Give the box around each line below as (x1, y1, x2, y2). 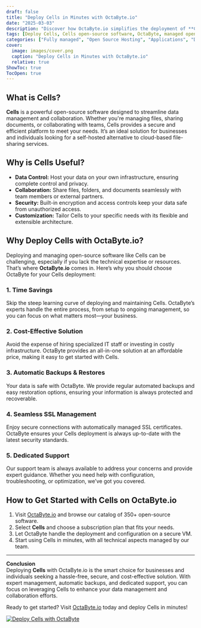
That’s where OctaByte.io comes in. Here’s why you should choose (6, 264, 172, 271)
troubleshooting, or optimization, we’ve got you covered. (6, 478, 146, 485)
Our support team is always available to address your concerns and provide (6, 465, 193, 472)
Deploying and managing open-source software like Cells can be (6, 252, 166, 259)
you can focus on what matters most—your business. (6, 312, 138, 319)
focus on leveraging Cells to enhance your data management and (6, 585, 167, 593)
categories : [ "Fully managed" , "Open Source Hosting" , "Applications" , (6, 37, 188, 43)
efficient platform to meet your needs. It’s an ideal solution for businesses (6, 127, 187, 135)
